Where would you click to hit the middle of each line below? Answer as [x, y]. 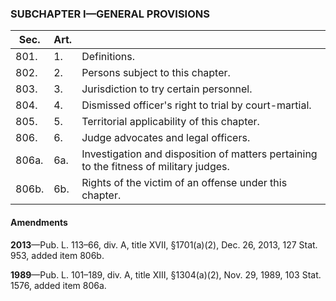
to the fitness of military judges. [155, 167]
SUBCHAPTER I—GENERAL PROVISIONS [110, 14]
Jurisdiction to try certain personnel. [167, 89]
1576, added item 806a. [58, 285]
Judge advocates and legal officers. [166, 138]
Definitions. [108, 57]
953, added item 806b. [57, 255]
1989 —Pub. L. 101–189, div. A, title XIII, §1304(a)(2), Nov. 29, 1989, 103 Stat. [166, 274]
